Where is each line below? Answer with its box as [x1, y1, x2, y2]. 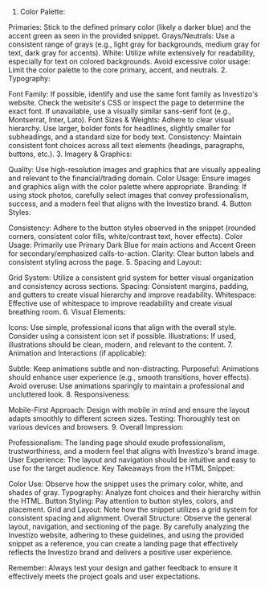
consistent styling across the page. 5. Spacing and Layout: [8, 257, 202, 266]
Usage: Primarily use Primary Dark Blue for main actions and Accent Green [8, 241, 256, 249]
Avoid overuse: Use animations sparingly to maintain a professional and [8, 381, 245, 390]
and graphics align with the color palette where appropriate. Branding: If [8, 182, 247, 192]
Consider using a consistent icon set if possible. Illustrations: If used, [8, 332, 236, 340]
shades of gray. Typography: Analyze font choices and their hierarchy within [8, 488, 261, 497]
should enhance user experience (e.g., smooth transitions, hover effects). [8, 373, 251, 381]
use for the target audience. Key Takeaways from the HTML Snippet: [8, 463, 235, 473]
